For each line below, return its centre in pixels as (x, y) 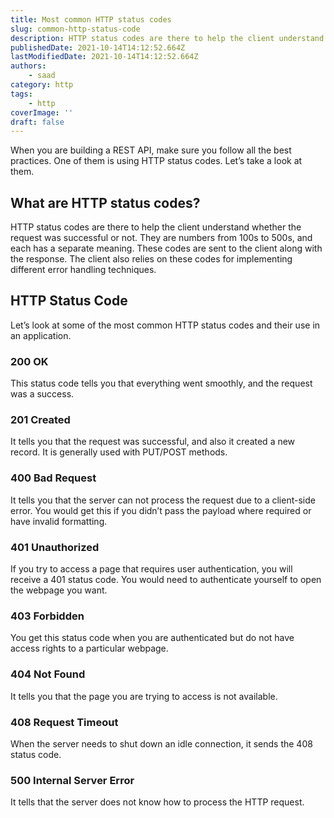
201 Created (40, 420)
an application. (41, 335)
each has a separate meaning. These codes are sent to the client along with (166, 248)
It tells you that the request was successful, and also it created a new (153, 442)
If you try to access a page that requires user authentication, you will (151, 569)
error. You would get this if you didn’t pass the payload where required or (161, 510)
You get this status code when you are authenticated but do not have (152, 638)
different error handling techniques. (83, 270)
